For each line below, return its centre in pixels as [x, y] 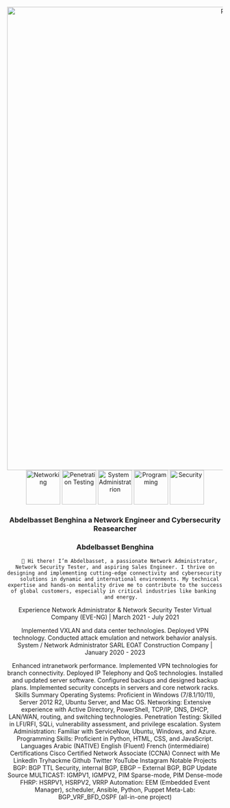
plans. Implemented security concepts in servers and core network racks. [115, 688]
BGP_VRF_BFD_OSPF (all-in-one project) [115, 797]
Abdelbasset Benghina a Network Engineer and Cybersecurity [115, 520]
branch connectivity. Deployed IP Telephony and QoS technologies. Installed [115, 673]
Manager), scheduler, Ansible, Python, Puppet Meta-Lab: [115, 790]
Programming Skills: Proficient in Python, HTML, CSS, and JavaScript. [115, 739]
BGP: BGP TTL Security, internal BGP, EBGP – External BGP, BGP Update [115, 768]
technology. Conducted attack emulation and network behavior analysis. [115, 638]
